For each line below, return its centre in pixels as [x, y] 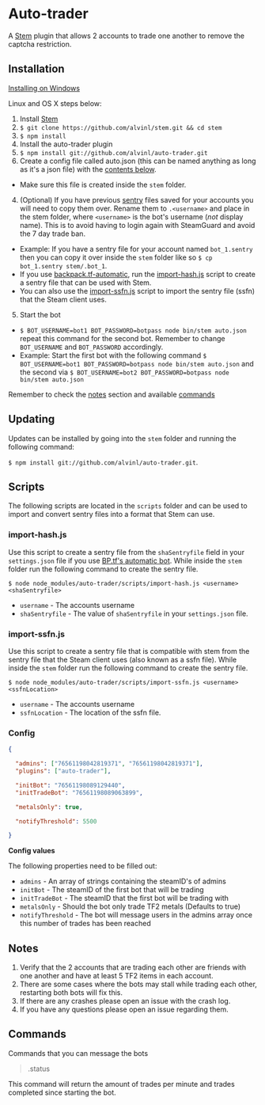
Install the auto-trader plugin [66, 144]
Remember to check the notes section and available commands [112, 394]
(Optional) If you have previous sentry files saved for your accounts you [136, 199]
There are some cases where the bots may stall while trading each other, [138, 984]
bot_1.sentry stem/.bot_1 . [63, 265]
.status [38, 1069]
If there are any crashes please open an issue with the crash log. [125, 1001]
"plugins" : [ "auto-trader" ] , [63, 771]
